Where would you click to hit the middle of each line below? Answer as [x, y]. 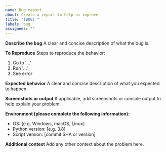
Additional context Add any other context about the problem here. [75, 144]
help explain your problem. [33, 104]
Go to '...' [22, 63]
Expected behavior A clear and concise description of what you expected [82, 84]
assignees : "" [20, 29]
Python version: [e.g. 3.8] [39, 129]
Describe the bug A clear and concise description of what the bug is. [77, 43]
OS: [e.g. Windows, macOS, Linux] [49, 124]
